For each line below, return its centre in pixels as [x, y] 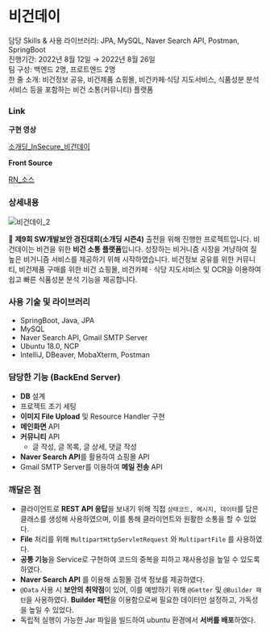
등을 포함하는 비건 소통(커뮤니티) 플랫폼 [91, 89]
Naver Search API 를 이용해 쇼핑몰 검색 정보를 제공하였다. [112, 579]
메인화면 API [40, 427]
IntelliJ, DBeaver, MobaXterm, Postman [85, 354]
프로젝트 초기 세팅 [48, 407]
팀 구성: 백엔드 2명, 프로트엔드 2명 [62, 69]
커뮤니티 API [40, 436]
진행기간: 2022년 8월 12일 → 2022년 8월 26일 [82, 59]
